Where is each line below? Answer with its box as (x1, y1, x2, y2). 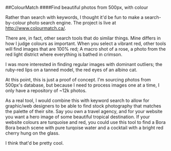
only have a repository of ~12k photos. (5, 88, 87, 94)
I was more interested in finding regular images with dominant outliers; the (5, 61, 163, 67)
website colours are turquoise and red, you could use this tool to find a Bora (5, 119, 166, 125)
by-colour (5, 20, 26, 26)
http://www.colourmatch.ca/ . (5, 25, 66, 31)
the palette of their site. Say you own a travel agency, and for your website (5, 109, 163, 114)
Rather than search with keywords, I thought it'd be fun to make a (5, 14, 144, 20)
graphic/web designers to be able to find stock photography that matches (5, 103, 162, 109)
